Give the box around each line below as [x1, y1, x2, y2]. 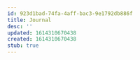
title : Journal [7, 17, 52, 23]
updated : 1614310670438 [7, 29, 77, 37]
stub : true [7, 42, 39, 49]
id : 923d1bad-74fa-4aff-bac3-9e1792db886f [7, 10, 133, 17]
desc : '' [7, 23, 33, 30]
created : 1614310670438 [7, 36, 77, 43]
